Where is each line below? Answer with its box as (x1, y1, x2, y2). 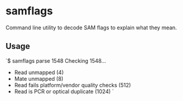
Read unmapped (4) (14, 69, 64, 76)
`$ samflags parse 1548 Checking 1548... (5, 57, 106, 64)
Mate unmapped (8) (14, 75, 64, 82)
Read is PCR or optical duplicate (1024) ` (14, 88, 114, 95)
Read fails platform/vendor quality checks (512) (14, 81, 131, 88)
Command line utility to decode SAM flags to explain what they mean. (5, 24, 177, 31)
